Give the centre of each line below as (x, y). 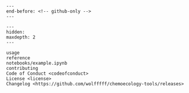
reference (18, 58)
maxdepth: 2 (21, 37)
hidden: (16, 32)
